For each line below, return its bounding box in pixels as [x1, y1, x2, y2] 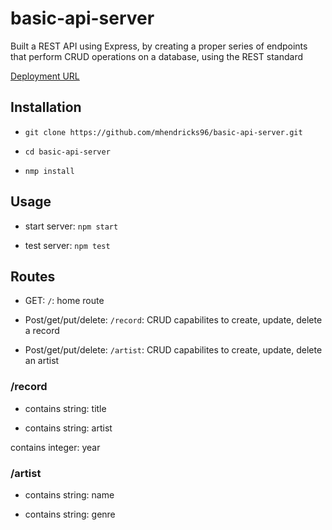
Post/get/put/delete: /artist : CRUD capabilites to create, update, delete [24, 344, 323, 356]
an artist [24, 355, 60, 367]
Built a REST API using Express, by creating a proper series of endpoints [10, 40, 308, 52]
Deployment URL [10, 70, 80, 82]
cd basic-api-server [24, 147, 111, 157]
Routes [10, 268, 56, 285]
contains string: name [24, 488, 115, 501]
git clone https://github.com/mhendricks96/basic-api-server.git [24, 127, 303, 137]
